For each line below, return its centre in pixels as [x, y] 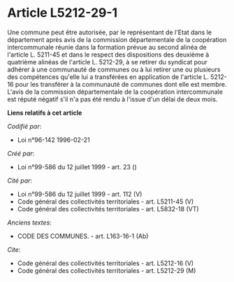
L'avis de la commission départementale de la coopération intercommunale [115, 92]
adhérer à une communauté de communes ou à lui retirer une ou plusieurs [114, 69]
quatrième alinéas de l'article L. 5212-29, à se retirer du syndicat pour [108, 62]
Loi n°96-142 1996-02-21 [53, 140]
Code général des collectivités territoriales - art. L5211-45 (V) [105, 202]
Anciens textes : [30, 223]
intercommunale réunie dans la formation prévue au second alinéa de [107, 47]
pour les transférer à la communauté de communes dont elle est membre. [121, 84]
